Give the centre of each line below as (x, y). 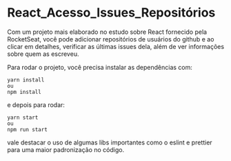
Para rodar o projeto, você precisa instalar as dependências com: (100, 67)
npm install (24, 92)
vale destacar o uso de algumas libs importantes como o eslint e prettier (110, 142)
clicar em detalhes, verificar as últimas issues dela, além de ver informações (116, 46)
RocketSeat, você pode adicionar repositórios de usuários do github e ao (111, 39)
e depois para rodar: (36, 104)
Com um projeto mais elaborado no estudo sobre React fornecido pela (107, 32)
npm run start (28, 129)
